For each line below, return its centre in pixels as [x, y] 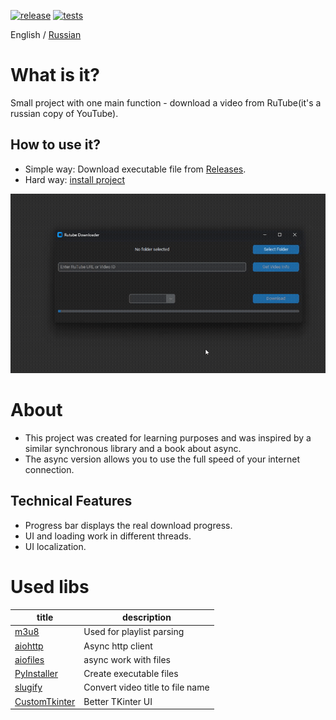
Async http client [118, 646]
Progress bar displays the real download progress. [128, 525]
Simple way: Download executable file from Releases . [135, 169]
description [147, 617]
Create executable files [131, 674]
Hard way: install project [74, 179]
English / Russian [46, 34]
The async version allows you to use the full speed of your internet [162, 459]
